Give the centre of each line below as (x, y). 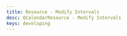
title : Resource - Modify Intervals (53, 12)
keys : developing (28, 23)
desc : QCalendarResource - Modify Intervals (64, 18)
